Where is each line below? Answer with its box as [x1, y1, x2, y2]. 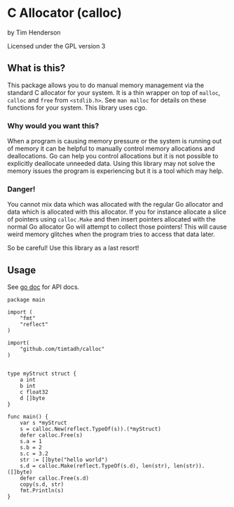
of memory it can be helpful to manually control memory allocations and [7, 144, 215, 153]
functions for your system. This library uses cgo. [7, 103, 148, 112]
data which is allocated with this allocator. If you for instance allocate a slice [7, 207, 226, 216]
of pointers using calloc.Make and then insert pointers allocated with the [7, 215, 216, 224]
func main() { [7, 413, 49, 421]
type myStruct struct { [7, 371, 77, 378]
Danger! [7, 184, 36, 194]
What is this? [7, 62, 66, 75]
